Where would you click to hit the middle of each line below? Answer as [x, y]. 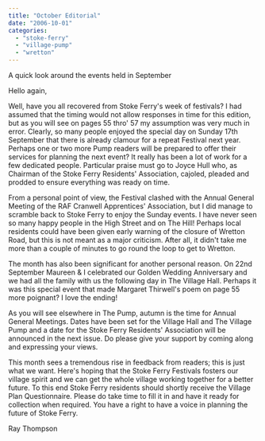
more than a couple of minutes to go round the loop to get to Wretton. [122, 248]
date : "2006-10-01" [40, 23]
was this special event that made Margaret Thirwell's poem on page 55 [124, 289]
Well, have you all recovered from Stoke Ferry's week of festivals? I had [125, 106]
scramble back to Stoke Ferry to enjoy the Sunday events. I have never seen [132, 215]
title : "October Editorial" [55, 16]
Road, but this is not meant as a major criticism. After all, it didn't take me [128, 240]
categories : [28, 30]
